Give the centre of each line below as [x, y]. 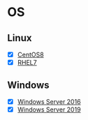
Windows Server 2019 [49, 110]
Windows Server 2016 [49, 101]
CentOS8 [30, 54]
